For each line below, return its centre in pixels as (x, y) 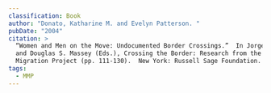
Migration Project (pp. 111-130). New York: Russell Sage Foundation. (139, 61)
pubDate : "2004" (35, 31)
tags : (17, 69)
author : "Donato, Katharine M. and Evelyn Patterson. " (104, 23)
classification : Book (45, 16)
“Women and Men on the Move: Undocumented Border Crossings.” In (129, 46)
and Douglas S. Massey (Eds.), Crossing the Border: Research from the (139, 53)
